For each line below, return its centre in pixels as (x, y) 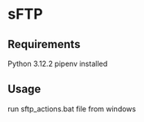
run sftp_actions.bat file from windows (72, 109)
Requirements (44, 44)
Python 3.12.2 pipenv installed (58, 63)
